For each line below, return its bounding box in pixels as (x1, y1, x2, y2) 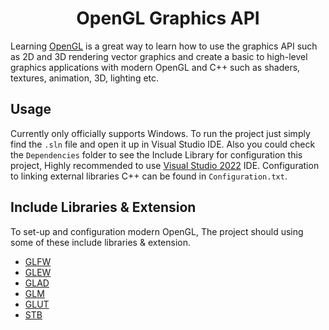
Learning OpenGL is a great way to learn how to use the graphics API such (10, 40, 318, 52)
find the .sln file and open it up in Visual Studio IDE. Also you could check (10, 138, 316, 150)
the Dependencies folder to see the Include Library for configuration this (10, 148, 303, 161)
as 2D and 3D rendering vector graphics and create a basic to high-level (10, 50, 308, 62)
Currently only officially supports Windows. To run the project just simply (10, 127, 311, 139)
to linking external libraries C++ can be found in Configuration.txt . (10, 170, 288, 182)
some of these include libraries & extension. (10, 236, 192, 248)
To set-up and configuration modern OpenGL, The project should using (10, 225, 304, 237)
